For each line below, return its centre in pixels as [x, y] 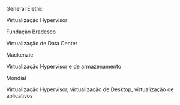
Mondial [16, 78]
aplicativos [19, 96]
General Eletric [25, 9]
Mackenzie [20, 55]
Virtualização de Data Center [42, 43]
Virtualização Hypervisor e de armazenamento [64, 66]
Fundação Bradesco [31, 32]
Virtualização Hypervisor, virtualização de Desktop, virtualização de [90, 89]
